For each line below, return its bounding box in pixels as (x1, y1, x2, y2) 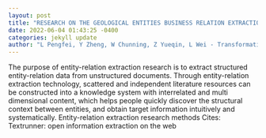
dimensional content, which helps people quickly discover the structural (8, 96, 243, 106)
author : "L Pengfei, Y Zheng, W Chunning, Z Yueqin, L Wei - (8, 41, 215, 49)
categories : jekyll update (8, 33, 97, 42)
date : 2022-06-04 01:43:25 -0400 (8, 26, 119, 34)
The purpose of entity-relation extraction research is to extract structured (8, 62, 248, 72)
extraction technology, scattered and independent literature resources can (8, 80, 251, 89)
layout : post (8, 11, 51, 20)
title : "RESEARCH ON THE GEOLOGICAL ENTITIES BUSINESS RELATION (8, 19, 225, 27)
